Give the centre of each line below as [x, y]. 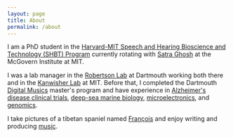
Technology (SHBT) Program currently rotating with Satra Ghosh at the [109, 54]
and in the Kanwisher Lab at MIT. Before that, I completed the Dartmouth [112, 83]
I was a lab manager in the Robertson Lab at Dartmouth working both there [115, 75]
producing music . [33, 126]
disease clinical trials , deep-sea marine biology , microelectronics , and [108, 98]
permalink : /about [34, 27]
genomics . [22, 105]
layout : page [26, 14]
